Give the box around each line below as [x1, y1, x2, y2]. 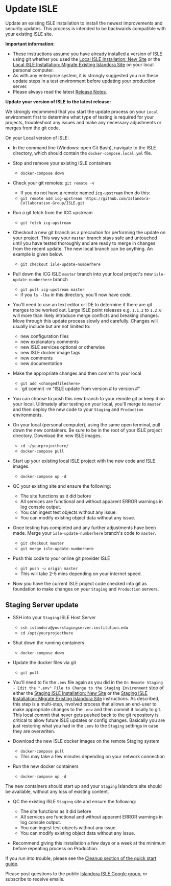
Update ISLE [5, 3, 58, 15]
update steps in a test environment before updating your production [12, 78, 156, 84]
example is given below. [12, 251, 63, 257]
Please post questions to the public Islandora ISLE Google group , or [5, 870, 148, 877]
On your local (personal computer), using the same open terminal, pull [12, 421, 160, 427]
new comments [20, 355, 53, 361]
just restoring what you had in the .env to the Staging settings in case [12, 722, 159, 729]
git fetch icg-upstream [20, 220, 71, 225]
